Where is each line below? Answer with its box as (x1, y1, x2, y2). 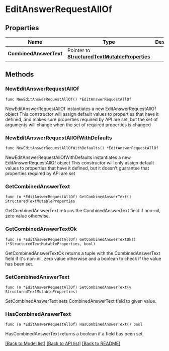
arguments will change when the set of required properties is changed (5, 122, 151, 128)
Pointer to (67, 47, 91, 54)
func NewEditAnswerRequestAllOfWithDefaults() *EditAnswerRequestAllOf (5, 145, 158, 150)
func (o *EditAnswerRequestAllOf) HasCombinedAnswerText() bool (5, 322, 143, 327)
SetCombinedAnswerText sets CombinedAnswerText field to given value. (5, 298, 157, 304)
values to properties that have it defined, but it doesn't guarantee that (5, 165, 149, 171)
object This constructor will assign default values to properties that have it (5, 111, 159, 117)
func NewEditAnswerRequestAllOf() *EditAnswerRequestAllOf (5, 97, 132, 102)
